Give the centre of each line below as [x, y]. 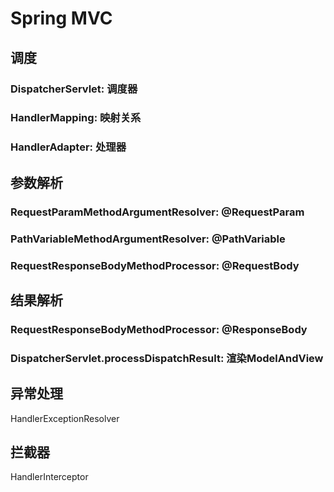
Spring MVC [61, 18]
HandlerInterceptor [49, 477]
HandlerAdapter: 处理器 [68, 147]
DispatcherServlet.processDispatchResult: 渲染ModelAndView [167, 358]
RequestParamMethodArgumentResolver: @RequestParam [157, 212]
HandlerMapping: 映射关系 [76, 118]
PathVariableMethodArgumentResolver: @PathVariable [148, 239]
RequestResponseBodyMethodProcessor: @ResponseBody [159, 329]
